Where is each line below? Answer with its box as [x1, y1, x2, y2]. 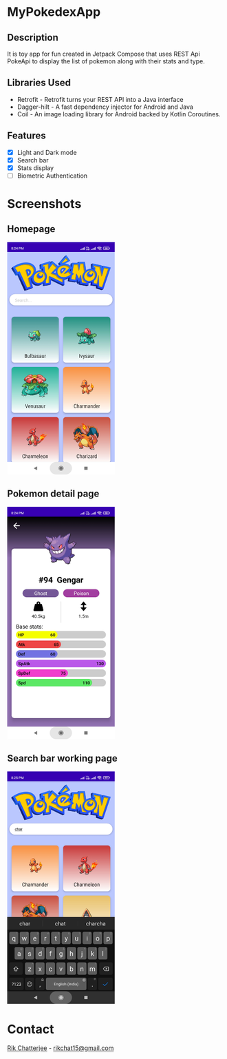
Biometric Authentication [17, 171, 88, 180]
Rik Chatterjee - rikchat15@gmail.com [7, 1044, 114, 1052]
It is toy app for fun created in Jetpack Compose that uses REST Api [7, 50, 201, 58]
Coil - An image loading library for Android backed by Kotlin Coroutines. [17, 109, 221, 118]
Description [7, 32, 58, 43]
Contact [7, 1021, 54, 1037]
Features [7, 130, 46, 142]
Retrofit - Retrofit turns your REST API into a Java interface [17, 95, 184, 103]
